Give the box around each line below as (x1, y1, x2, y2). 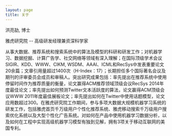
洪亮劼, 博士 (5, 26, 31, 33)
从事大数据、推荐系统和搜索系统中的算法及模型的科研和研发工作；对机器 (5, 48, 158, 55)
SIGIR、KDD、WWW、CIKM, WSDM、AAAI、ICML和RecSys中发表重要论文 (5, 61, 165, 67)
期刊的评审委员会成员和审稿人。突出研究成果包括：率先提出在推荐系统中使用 (5, 74, 167, 80)
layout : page (5, 7, 33, 13)
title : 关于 (5, 12, 29, 17)
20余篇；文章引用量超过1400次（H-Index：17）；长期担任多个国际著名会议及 (5, 67, 166, 74)
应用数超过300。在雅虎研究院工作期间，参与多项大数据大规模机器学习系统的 (5, 99, 166, 105)
